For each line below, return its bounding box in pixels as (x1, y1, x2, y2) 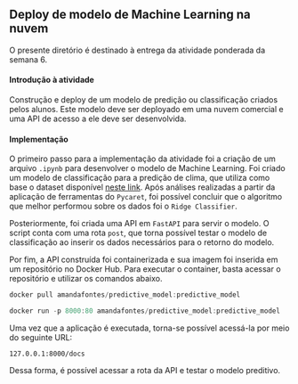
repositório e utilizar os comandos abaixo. (9, 274, 163, 284)
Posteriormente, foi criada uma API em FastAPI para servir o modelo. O (9, 218, 270, 229)
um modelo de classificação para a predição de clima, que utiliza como (9, 173, 270, 184)
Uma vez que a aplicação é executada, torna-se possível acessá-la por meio (9, 323, 290, 333)
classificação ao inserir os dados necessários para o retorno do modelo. (9, 237, 275, 248)
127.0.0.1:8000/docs (9, 349, 86, 358)
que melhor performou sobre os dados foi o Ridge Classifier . (9, 200, 238, 212)
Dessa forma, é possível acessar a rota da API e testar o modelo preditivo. (9, 364, 281, 375)
